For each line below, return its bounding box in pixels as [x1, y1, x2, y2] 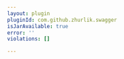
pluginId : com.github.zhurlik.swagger [7, 16, 117, 23]
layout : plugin [7, 10, 50, 17]
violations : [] [7, 36, 50, 43]
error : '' [7, 29, 35, 36]
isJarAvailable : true [7, 23, 69, 29]
